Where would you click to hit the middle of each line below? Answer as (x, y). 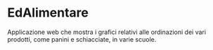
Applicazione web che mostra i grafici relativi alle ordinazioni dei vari (106, 32)
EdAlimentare (48, 13)
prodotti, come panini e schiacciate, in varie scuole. (82, 39)
